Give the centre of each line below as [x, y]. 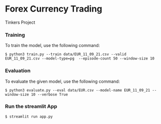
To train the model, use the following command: [52, 46]
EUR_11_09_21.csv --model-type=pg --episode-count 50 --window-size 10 [80, 59]
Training [15, 35]
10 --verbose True [49, 94]
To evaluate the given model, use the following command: [62, 81]
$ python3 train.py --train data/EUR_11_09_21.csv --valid [66, 54]
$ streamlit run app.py [29, 116]
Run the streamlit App [31, 107]
